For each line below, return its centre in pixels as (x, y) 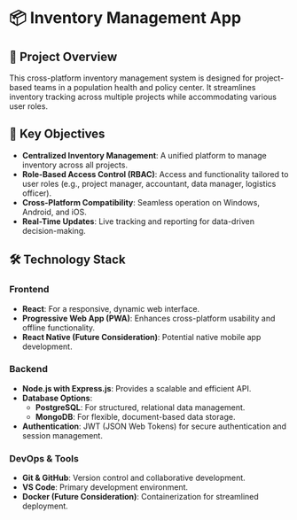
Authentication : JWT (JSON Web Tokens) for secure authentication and (154, 426)
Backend (29, 369)
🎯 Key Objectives (57, 134)
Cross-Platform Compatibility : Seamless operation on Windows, (141, 202)
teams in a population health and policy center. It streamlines (145, 87)
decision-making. (54, 230)
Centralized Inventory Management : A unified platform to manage (145, 155)
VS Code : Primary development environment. (105, 487)
